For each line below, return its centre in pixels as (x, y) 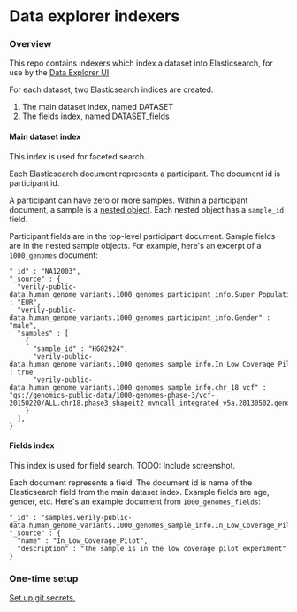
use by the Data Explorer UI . (61, 73)
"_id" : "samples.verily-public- (71, 517)
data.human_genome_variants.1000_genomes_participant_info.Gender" (136, 318)
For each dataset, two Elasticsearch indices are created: (111, 89)
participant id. (34, 182)
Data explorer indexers (95, 16)
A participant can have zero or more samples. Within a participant (129, 200)
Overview (30, 44)
